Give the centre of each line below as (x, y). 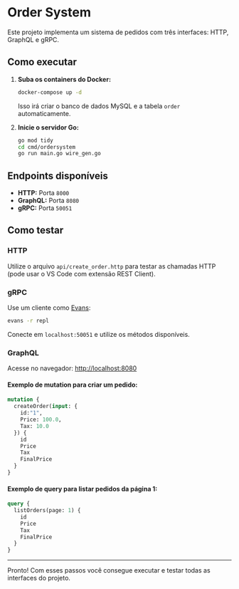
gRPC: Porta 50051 (45, 208)
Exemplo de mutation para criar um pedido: (73, 385)
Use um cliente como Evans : (49, 308)
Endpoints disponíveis (58, 176)
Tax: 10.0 (35, 426)
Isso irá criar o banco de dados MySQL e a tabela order (99, 106)
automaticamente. (44, 113)
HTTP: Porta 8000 (43, 193)
